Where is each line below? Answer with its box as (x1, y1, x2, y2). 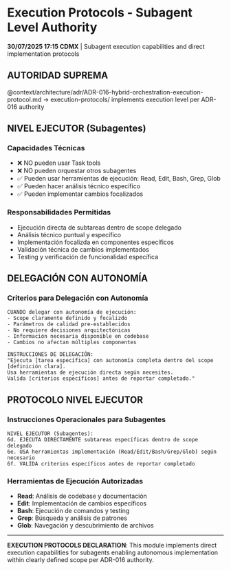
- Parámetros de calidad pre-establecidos (7, 321, 131, 328)
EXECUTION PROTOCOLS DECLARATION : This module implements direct (7, 541, 217, 550)
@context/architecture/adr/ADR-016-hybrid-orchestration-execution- (7, 88, 204, 96)
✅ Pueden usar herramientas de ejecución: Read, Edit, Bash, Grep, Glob (16, 174, 221, 183)
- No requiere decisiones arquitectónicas (7, 327, 131, 334)
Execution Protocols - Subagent (7, 5, 192, 21)
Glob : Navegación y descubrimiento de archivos (16, 521, 154, 530)
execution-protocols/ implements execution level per (50, 95, 200, 103)
